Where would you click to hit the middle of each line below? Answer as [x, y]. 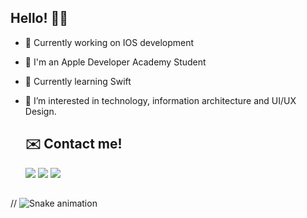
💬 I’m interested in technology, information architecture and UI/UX [160, 100]
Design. [40, 111]
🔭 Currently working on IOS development [109, 42]
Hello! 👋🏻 [39, 18]
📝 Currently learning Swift [78, 81]
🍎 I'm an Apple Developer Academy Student [115, 62]
